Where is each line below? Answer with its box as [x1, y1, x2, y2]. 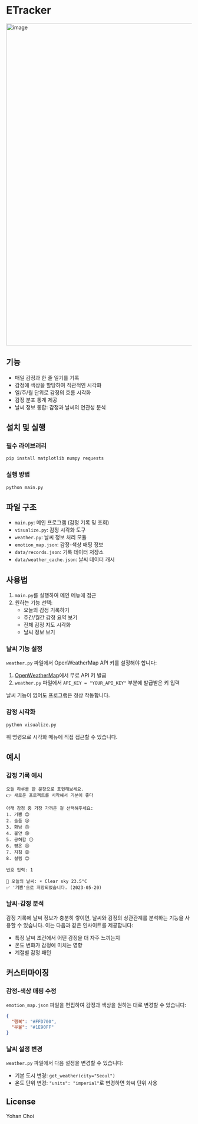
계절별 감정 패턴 [14, 949, 51, 956]
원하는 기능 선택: [14, 599, 53, 606]
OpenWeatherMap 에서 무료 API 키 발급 [14, 672, 107, 679]
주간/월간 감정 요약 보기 [23, 614, 78, 621]
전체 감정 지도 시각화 [23, 621, 71, 628]
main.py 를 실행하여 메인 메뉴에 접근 [14, 592, 97, 599]
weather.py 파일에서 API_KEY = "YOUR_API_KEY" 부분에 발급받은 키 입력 [14, 679, 180, 686]
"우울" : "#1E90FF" [11, 1024, 54, 1030]
